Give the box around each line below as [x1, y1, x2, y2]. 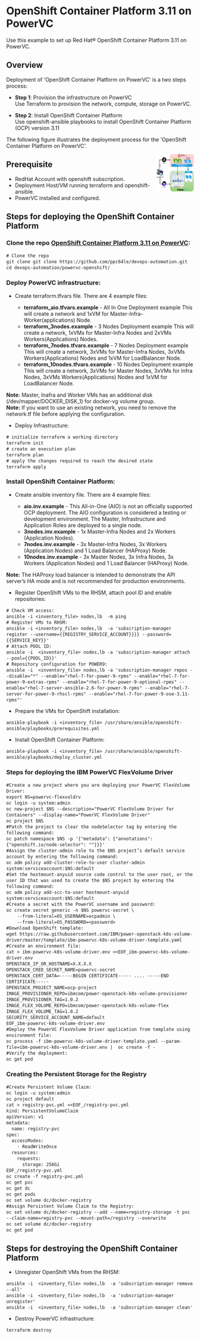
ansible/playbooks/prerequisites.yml [6, 725, 100, 731]
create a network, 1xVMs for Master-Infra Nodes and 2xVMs [23, 329, 171, 336]
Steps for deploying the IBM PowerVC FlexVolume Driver [6, 768, 174, 776]
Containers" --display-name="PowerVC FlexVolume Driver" [6, 812, 151, 818]
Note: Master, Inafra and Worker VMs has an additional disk [6, 391, 153, 398]
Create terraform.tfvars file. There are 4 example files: [14, 292, 148, 299]
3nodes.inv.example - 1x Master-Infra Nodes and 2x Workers [23, 528, 176, 535]
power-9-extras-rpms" [6, 679, 60, 685]
